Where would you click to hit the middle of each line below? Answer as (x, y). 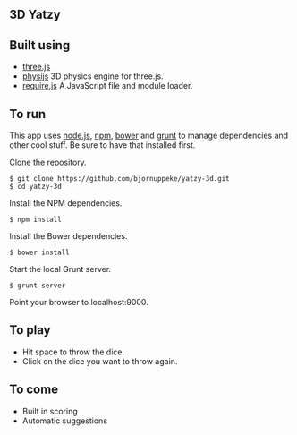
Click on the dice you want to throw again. (100, 361)
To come (34, 390)
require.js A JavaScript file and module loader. (107, 86)
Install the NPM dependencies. (66, 203)
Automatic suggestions (65, 421)
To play (30, 330)
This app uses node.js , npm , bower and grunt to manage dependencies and (149, 136)
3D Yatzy (35, 15)
